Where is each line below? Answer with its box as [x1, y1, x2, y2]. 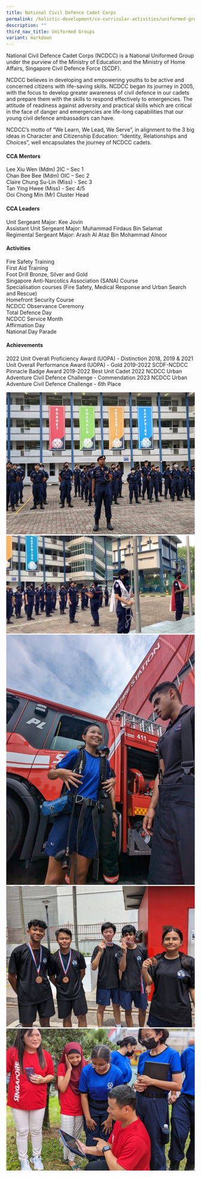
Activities [6, 245, 31, 252]
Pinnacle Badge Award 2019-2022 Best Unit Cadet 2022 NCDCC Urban [6, 367, 182, 375]
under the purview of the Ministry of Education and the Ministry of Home [6, 59, 185, 66]
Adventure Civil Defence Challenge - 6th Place [6, 380, 121, 387]
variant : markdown [6, 35, 52, 41]
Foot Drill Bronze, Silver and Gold [6, 270, 88, 278]
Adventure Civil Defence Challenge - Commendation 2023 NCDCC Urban [6, 374, 187, 381]
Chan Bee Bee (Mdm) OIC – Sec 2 [6, 172, 90, 180]
